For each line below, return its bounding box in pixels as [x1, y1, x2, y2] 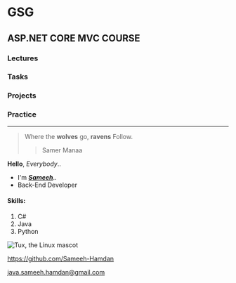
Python [17, 227, 39, 235]
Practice [7, 110, 37, 119]
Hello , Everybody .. [7, 159, 62, 168]
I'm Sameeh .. [17, 173, 58, 181]
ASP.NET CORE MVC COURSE [7, 32, 140, 44]
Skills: [7, 197, 26, 205]
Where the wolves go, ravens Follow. [24, 132, 133, 140]
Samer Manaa [41, 145, 83, 154]
